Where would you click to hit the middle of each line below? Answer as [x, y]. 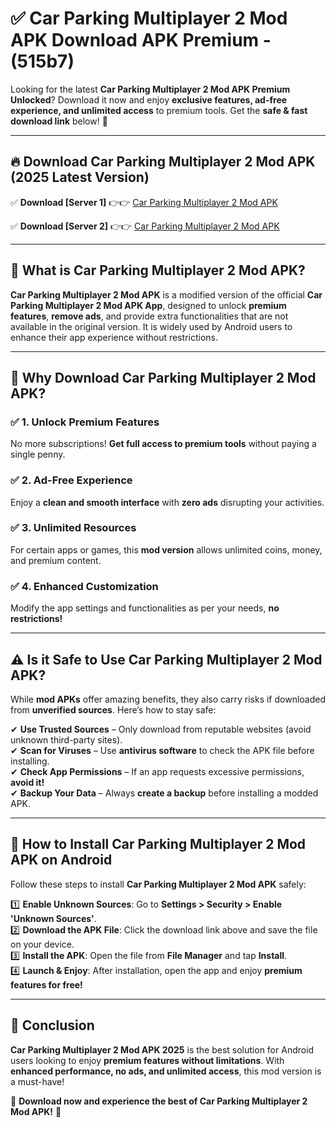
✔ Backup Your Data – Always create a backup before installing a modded [164, 793]
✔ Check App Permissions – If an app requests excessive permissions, [157, 771]
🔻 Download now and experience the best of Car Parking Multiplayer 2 [159, 1101]
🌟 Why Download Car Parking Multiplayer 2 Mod [163, 377]
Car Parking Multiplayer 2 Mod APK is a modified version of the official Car [166, 294]
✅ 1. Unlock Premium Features [85, 422]
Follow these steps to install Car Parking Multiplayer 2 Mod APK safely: [158, 884]
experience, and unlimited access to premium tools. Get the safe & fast [159, 110]
